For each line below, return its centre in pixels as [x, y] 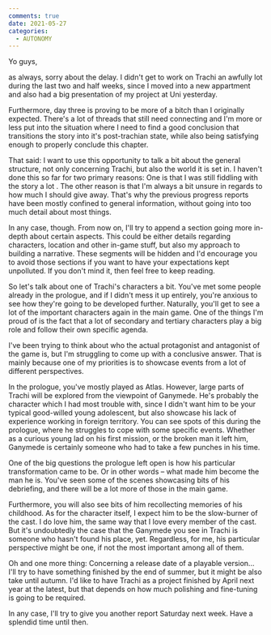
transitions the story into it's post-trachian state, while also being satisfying [133, 136]
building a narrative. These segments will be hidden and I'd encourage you [133, 254]
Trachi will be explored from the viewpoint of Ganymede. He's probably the [133, 396]
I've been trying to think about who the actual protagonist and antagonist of [134, 345]
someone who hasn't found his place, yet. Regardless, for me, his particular [134, 539]
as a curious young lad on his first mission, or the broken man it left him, [128, 439]
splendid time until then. [49, 622]
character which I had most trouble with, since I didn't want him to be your [132, 404]
